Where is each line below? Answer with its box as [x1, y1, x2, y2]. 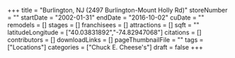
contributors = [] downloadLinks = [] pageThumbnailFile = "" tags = [7, 36, 204, 44]
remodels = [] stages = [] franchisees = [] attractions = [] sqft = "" [7, 21, 200, 29]
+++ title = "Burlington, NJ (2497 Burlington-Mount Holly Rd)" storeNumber [7, 6, 228, 14]
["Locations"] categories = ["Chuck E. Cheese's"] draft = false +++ [7, 43, 203, 51]
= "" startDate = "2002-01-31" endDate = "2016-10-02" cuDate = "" [7, 13, 205, 22]
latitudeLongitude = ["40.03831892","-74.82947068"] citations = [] [7, 28, 202, 36]
